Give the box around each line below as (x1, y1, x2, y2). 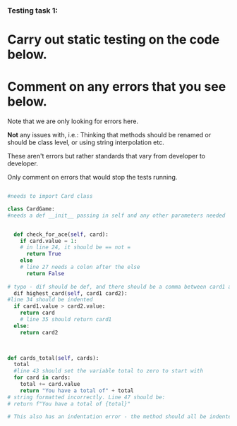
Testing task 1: (7, 6, 58, 15)
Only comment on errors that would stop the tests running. (7, 173, 178, 182)
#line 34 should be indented (7, 296, 93, 303)
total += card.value (20, 381, 80, 388)
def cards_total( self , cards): (7, 354, 99, 361)
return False (25, 270, 65, 277)
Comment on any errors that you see (7, 79, 226, 95)
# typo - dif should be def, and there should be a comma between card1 (7, 283, 226, 290)
